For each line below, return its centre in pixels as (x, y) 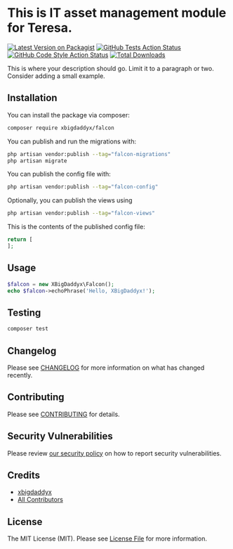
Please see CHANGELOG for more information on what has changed (106, 368)
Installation (32, 98)
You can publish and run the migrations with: (72, 141)
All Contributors (40, 500)
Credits (24, 475)
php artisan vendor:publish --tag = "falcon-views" (81, 213)
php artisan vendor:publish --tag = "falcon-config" (83, 187)
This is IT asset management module (117, 13)
